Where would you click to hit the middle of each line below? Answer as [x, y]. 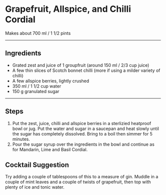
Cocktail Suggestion [37, 165]
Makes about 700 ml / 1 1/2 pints [38, 33]
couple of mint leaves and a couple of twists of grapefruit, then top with [78, 182]
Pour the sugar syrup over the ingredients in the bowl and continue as [83, 144]
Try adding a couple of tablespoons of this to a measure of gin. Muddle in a [82, 177]
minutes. [21, 139]
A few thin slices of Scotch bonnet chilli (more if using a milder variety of [86, 70]
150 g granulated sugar [36, 91]
